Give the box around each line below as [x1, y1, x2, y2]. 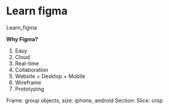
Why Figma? [6, 35, 38, 42]
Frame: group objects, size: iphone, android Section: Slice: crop [6, 97, 163, 104]
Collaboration [14, 66, 49, 73]
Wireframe [14, 79, 41, 86]
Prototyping [14, 85, 44, 92]
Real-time [14, 60, 39, 67]
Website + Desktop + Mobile [14, 72, 86, 80]
